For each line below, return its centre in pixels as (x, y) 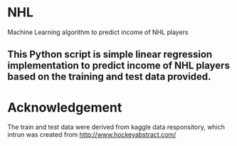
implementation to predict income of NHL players (118, 66)
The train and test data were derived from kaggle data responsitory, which (116, 127)
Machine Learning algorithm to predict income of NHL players (98, 32)
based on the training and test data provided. (109, 77)
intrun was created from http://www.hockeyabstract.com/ (92, 135)
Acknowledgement (65, 107)
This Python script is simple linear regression (110, 54)
